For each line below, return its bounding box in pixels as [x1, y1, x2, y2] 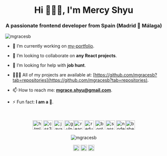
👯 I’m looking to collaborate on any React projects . [12, 53, 117, 59]
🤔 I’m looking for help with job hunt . [12, 62, 86, 69]
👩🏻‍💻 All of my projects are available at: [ [12, 72, 95, 78]
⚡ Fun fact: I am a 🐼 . [12, 99, 54, 105]
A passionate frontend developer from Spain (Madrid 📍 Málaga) [5, 22, 162, 29]
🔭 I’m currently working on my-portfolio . [12, 43, 95, 49]
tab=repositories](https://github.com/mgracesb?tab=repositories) [12, 77, 148, 83]
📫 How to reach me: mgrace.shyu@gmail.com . [12, 87, 113, 93]
